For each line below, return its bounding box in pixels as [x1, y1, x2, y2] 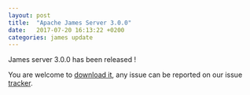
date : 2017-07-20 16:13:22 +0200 [8, 26, 125, 34]
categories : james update [8, 33, 93, 42]
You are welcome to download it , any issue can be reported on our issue [8, 70, 243, 79]
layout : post [8, 11, 51, 20]
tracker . [8, 79, 33, 88]
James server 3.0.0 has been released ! [8, 55, 136, 64]
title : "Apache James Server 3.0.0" [8, 19, 132, 27]
